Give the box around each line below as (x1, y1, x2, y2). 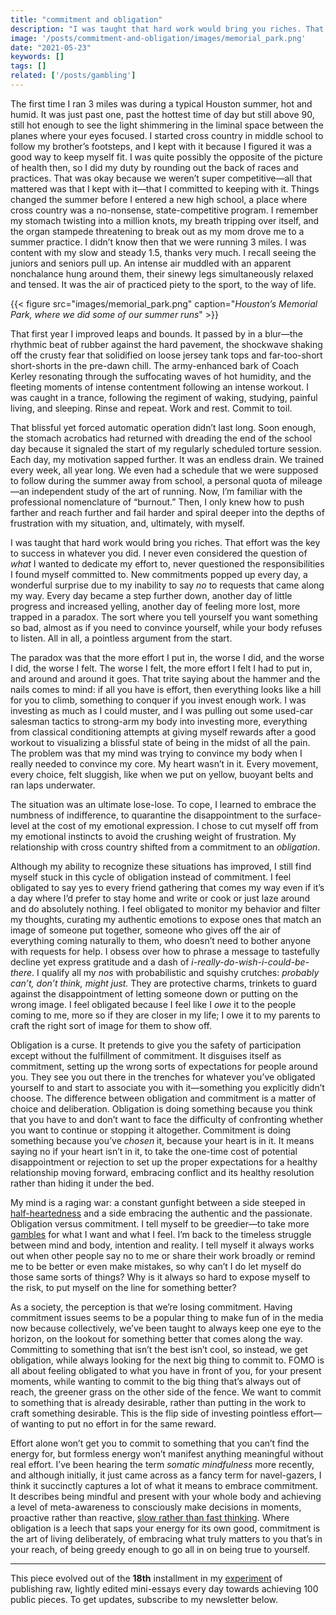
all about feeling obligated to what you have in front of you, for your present (10, 1364, 322, 1376)
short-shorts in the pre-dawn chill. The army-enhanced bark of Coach (10, 359, 300, 371)
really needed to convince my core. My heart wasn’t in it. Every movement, (10, 757, 319, 770)
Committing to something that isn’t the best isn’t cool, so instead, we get (10, 1343, 308, 1355)
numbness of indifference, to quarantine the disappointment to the (10, 809, 285, 821)
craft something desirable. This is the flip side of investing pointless (10, 1407, 289, 1419)
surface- (285, 809, 322, 821)
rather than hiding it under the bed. (10, 1177, 155, 1189)
